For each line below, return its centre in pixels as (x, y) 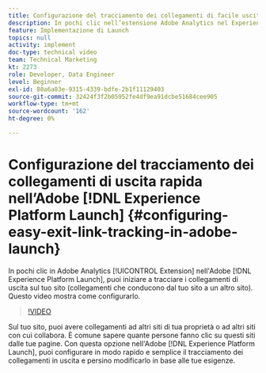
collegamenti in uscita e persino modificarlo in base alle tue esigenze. (122, 360)
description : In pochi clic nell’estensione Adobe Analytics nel (118, 23)
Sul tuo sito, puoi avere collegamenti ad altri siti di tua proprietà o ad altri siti (132, 326)
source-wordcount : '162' (49, 112)
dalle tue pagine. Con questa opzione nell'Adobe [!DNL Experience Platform (132, 343)
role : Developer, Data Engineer (61, 74)
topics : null (30, 38)
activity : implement (42, 45)
